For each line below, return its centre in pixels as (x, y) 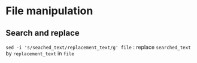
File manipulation (49, 11)
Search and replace (43, 33)
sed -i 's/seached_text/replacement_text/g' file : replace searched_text (98, 47)
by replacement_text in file (40, 53)
